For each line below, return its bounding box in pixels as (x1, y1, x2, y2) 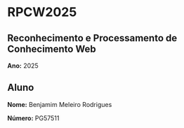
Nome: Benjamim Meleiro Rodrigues (7, 100, 112, 108)
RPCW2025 (7, 4, 77, 20)
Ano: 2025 (7, 62, 39, 70)
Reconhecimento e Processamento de (7, 32, 178, 44)
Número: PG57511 (7, 113, 60, 122)
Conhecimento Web (7, 43, 96, 55)
